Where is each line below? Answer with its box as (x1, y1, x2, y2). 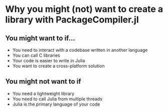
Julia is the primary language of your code (12, 101, 100, 107)
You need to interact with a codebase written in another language (12, 47, 148, 53)
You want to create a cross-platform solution (12, 63, 105, 69)
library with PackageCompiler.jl (5, 14, 139, 25)
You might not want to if (5, 77, 81, 86)
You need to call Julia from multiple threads (12, 96, 103, 102)
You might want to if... (5, 34, 75, 42)
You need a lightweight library (12, 91, 75, 97)
